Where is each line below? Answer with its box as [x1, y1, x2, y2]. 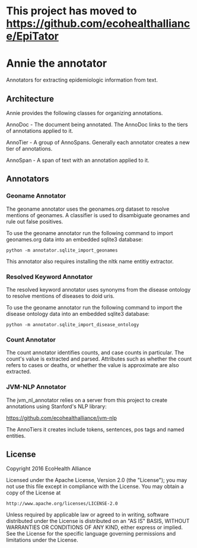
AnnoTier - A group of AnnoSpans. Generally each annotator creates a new [6, 139, 190, 146]
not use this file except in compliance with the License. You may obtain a [6, 483, 184, 490]
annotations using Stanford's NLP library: [6, 403, 107, 410]
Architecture [6, 93, 55, 104]
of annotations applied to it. [6, 127, 74, 134]
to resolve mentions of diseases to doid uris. [6, 292, 115, 299]
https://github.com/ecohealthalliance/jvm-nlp [6, 414, 117, 421]
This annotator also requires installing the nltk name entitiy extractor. [6, 258, 174, 265]
